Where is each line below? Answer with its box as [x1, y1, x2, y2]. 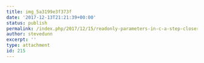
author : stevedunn [6, 31, 53, 37]
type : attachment [6, 43, 50, 49]
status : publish [6, 20, 47, 26]
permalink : [6, 25, 34, 32]
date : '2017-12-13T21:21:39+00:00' [6, 14, 97, 20]
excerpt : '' [6, 37, 36, 43]
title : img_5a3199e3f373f [6, 8, 72, 15]
